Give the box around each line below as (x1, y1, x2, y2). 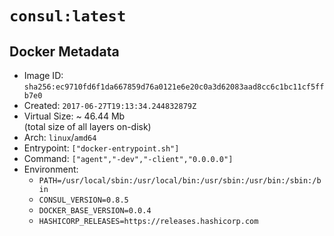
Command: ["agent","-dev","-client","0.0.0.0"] (23, 153, 234, 164)
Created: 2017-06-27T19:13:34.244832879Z (23, 100, 197, 111)
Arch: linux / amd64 (23, 132, 97, 143)
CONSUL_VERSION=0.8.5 (38, 195, 129, 205)
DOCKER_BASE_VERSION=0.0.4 (38, 206, 152, 216)
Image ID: (23, 70, 64, 81)
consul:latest (9, 7, 127, 26)
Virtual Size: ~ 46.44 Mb (23, 110, 126, 122)
